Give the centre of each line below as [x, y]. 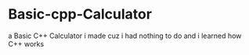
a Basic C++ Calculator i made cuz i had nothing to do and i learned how [125, 36]
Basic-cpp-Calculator [80, 14]
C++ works [26, 43]
